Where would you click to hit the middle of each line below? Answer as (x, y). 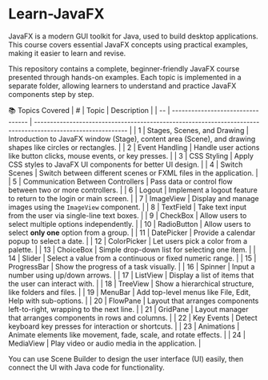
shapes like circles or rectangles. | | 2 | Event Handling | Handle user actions (134, 147)
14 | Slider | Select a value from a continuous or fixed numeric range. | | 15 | (132, 258)
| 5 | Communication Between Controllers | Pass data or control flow (121, 181)
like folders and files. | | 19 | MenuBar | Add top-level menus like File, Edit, (130, 292)
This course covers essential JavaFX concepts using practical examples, (128, 44)
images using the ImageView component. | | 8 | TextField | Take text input (127, 207)
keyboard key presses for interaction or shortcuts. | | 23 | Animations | (124, 326)
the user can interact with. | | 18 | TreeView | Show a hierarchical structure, (131, 283)
